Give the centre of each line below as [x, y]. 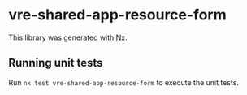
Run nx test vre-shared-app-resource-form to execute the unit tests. [124, 82]
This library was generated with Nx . [68, 37]
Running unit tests [56, 63]
